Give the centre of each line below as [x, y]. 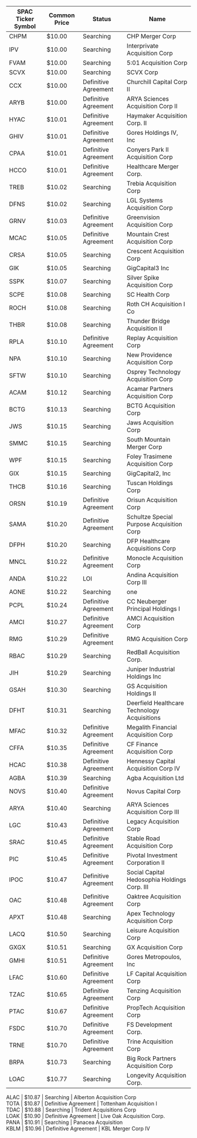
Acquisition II [145, 328]
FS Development [150, 1025]
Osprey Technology [154, 372]
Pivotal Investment [152, 855]
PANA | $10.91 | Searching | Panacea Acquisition [64, 1122]
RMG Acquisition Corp [157, 639]
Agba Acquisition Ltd [155, 778]
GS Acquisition [147, 686]
